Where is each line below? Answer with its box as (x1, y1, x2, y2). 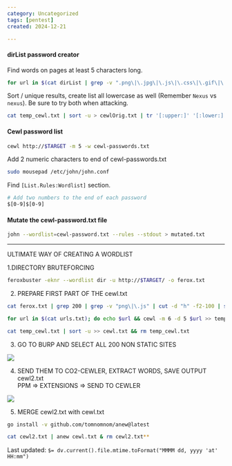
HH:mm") (7, 454, 30, 460)
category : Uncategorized (7, 10, 79, 17)
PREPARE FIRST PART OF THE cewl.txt (17, 289, 128, 297)
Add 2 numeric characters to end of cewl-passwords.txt (7, 155, 167, 163)
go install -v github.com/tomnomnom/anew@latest (7, 421, 150, 428)
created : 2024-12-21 (7, 23, 67, 30)
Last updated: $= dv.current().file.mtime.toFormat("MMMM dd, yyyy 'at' (7, 446, 218, 454)
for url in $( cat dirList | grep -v (7, 79, 113, 86)
